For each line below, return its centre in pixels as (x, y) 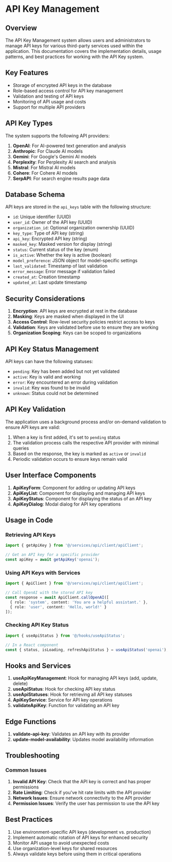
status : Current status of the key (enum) (55, 249)
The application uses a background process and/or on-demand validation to (86, 422)
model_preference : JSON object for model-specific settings (75, 261)
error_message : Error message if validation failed (64, 272)
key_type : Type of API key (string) (48, 233)
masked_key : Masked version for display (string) (62, 244)
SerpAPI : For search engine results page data (61, 178)
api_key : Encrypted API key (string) (50, 239)
